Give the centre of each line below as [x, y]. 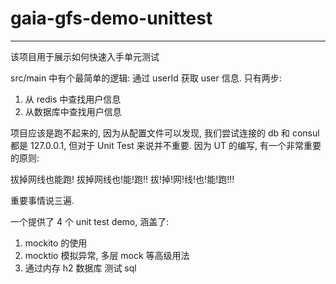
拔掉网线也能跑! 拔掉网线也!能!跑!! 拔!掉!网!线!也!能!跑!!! [122, 179]
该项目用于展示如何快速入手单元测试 [85, 56]
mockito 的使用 [56, 243]
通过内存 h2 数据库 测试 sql [80, 268]
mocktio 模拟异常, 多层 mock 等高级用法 [107, 255]
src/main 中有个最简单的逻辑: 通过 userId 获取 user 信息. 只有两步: [146, 78]
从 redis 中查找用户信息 [73, 99]
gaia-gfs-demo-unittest [111, 18]
